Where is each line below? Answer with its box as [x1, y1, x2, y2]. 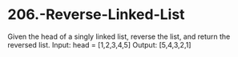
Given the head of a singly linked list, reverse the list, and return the [7, 32, 231, 41]
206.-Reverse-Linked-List [7, 6, 185, 24]
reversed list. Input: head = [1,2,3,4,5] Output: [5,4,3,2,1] [7, 40, 192, 49]
